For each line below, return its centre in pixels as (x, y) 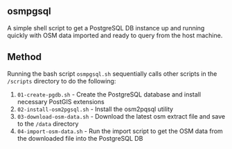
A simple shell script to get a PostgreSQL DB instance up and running (106, 28)
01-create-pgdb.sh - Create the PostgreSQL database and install (109, 94)
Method (25, 57)
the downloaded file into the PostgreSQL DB (80, 138)
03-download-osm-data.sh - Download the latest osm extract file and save (121, 116)
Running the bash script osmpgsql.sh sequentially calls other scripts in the (112, 73)
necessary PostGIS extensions (61, 101)
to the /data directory (48, 123)
